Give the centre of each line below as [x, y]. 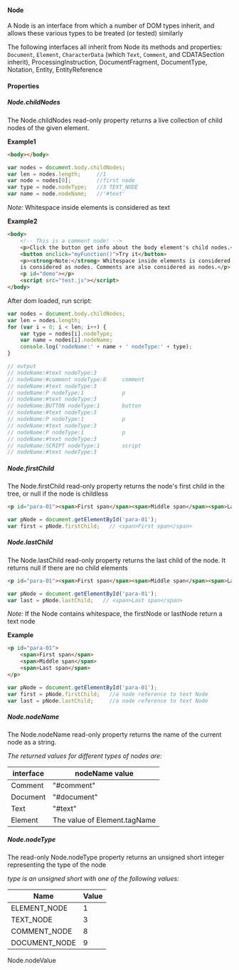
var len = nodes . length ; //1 [57, 174]
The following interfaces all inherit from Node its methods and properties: [115, 47]
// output [22, 366]
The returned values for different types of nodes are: [85, 756]
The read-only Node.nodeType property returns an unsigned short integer [116, 858]
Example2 [22, 221]
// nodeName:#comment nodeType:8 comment [76, 379]
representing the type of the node [57, 865]
